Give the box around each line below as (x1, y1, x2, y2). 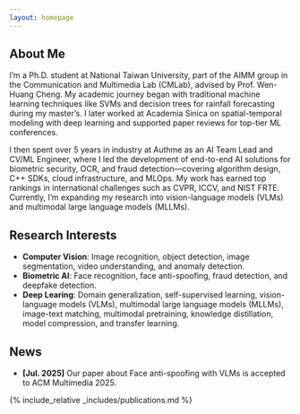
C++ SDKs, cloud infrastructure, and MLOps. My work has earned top (9, 173, 267, 184)
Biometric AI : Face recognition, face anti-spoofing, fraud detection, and (21, 271, 288, 281)
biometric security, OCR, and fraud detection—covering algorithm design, (9, 163, 281, 175)
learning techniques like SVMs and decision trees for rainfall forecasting (9, 99, 275, 109)
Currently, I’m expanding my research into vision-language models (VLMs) (9, 192, 284, 203)
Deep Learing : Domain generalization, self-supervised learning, (21, 289, 258, 300)
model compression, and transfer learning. (21, 318, 180, 329)
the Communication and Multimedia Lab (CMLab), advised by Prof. (9, 80, 255, 91)
